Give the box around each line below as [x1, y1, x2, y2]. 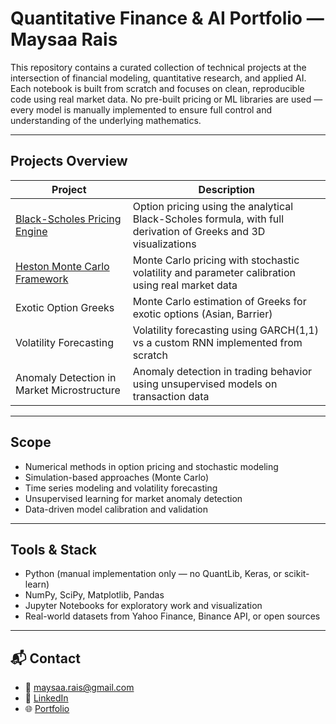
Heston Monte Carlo [15, 259, 110, 273]
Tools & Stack [10, 541, 97, 558]
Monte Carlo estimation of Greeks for [132, 294, 307, 308]
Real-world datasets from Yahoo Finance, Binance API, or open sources [24, 610, 321, 622]
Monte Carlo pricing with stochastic [132, 253, 300, 267]
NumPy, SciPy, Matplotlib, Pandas [24, 589, 165, 601]
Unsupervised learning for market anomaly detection [24, 492, 243, 504]
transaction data [132, 389, 210, 403]
